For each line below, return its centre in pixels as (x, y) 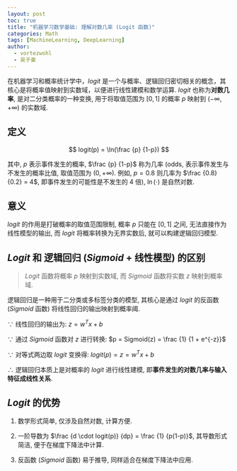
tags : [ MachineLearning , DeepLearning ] (66, 40)
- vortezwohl (33, 54)
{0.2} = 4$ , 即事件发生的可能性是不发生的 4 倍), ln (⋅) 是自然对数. (101, 182)
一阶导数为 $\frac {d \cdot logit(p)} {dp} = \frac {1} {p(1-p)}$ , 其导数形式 (122, 436)
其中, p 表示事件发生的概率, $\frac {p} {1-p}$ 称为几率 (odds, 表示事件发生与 (118, 164)
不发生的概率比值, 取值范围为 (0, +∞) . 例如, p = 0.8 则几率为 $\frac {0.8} (112, 173)
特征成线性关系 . (30, 378)
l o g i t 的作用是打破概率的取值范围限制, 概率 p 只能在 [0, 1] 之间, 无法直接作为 (117, 224)
